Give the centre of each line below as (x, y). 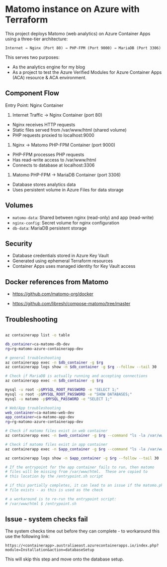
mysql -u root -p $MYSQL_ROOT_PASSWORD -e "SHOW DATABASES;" (69, 394)
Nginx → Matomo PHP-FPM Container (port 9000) (64, 145)
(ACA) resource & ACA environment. (49, 77)
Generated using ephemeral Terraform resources (63, 261)
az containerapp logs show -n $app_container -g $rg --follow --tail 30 (82, 458)
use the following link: (28, 537)
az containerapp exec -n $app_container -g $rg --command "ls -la (75, 449)
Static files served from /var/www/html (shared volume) (69, 130)
